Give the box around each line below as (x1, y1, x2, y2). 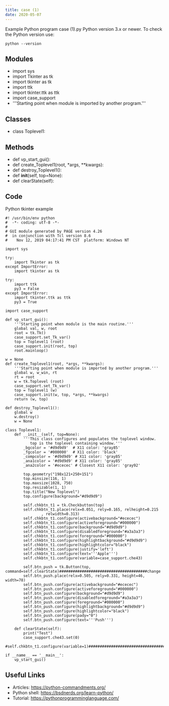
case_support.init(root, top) (14, 344, 78, 349)
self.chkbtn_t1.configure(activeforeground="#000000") (23, 520, 141, 525)
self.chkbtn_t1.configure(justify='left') (23, 547, 114, 552)
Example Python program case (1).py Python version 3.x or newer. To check (5, 26, 162, 32)
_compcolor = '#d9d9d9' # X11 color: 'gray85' (23, 454, 123, 459)
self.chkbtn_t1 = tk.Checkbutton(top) (23, 503, 105, 508)
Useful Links (5, 671, 45, 679)
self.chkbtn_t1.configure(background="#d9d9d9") (23, 524, 127, 530)
